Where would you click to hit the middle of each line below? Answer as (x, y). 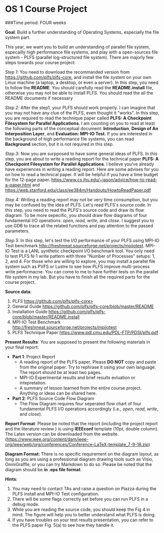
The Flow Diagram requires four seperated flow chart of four (81, 403)
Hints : (11, 479)
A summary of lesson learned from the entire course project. (81, 388)
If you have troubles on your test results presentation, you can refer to (83, 520)
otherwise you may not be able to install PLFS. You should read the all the (79, 93)
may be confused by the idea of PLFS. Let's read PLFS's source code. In (78, 205)
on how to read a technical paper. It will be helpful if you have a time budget (82, 174)
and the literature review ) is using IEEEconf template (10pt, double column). (82, 428)
